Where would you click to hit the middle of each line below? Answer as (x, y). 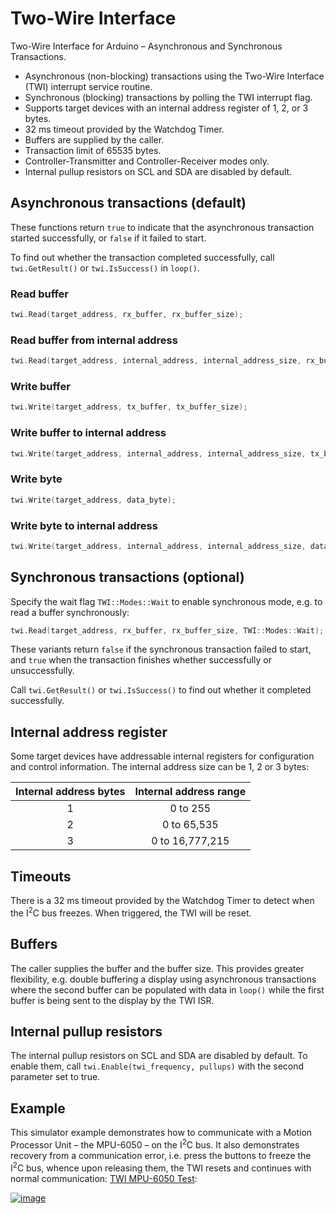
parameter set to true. (55, 1077)
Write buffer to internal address (88, 433)
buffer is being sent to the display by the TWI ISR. (112, 1000)
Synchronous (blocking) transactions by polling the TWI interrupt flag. (168, 97)
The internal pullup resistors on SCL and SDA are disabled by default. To (159, 1056)
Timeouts (41, 876)
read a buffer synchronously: (70, 612)
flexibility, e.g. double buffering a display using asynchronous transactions (163, 979)
